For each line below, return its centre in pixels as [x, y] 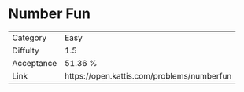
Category [30, 38]
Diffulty [26, 50]
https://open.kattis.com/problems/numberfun [148, 75]
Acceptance [35, 63]
